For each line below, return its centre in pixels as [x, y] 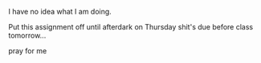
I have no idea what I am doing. [60, 12]
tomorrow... [27, 35]
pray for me [28, 51]
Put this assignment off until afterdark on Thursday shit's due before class [131, 27]
